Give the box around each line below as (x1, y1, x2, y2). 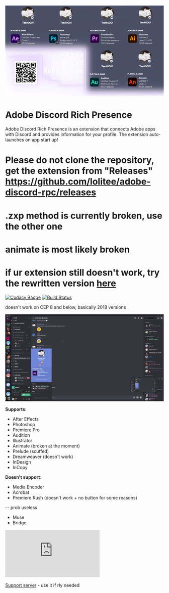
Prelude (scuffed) (12, 448, 49, 454)
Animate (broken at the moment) (12, 443, 80, 449)
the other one (5, 220, 63, 232)
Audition (12, 432, 30, 438)
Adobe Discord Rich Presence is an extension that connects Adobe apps (5, 126, 156, 132)
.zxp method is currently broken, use (5, 210, 162, 221)
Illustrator (12, 438, 33, 444)
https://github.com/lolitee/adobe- (5, 176, 151, 188)
